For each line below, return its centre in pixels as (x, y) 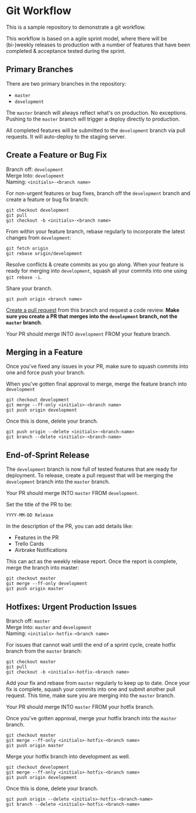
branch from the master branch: (44, 651)
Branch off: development (35, 169)
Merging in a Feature (44, 352)
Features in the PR (37, 538)
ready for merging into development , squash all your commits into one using (97, 270)
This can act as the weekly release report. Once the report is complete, (92, 561)
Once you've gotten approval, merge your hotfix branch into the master (92, 718)
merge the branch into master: (43, 568)
